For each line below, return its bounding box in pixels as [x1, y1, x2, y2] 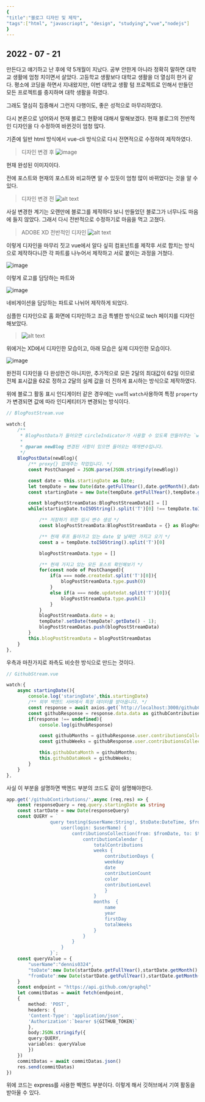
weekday [104, 859, 124, 865]
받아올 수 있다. [6, 1089, 41, 1096]
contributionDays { [104, 853, 154, 860]
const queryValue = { [17, 956, 72, 962]
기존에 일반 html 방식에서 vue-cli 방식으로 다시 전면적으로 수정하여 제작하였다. [6, 135, 193, 143]
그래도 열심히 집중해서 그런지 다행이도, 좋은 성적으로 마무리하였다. [6, 102, 163, 109]
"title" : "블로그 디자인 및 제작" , [6, 15, 82, 21]
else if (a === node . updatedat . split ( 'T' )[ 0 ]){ [49, 590, 171, 596]
